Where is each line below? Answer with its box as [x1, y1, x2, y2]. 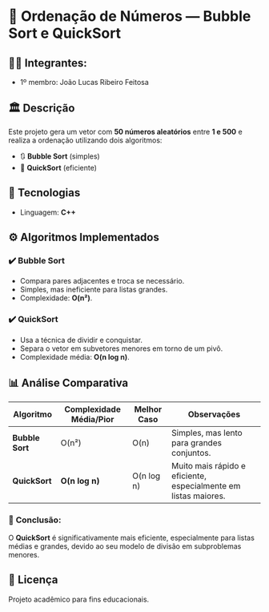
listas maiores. [171, 490, 226, 501]
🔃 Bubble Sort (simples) [19, 151, 100, 161]
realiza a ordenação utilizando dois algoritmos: [8, 135, 163, 145]
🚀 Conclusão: [8, 514, 62, 525]
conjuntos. [171, 448, 211, 459]
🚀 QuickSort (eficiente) [19, 163, 98, 172]
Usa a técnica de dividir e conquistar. [19, 335, 143, 344]
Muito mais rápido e [171, 461, 247, 472]
